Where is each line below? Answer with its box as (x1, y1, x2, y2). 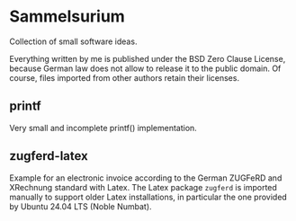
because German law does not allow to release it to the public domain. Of (9, 63, 282, 74)
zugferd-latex (9, 148, 88, 164)
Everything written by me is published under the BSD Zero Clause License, (9, 53, 286, 64)
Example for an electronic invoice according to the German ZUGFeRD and (9, 172, 283, 183)
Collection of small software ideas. (9, 36, 138, 47)
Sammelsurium (9, 6, 126, 27)
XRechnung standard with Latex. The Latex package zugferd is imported (9, 181, 277, 192)
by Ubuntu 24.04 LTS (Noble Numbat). (9, 200, 152, 212)
